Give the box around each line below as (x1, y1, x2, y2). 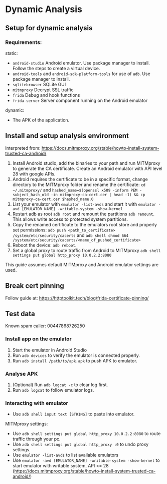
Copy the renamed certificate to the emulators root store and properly (12, 221, 157, 227)
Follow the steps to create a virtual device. (12, 65, 100, 71)
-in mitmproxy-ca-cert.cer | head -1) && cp (51, 192, 145, 197)
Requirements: (5, 39, 42, 46)
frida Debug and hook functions (12, 92, 80, 98)
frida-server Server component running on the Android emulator (12, 97, 148, 103)
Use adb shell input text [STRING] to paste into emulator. (12, 411, 135, 417)
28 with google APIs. (12, 170, 56, 177)
